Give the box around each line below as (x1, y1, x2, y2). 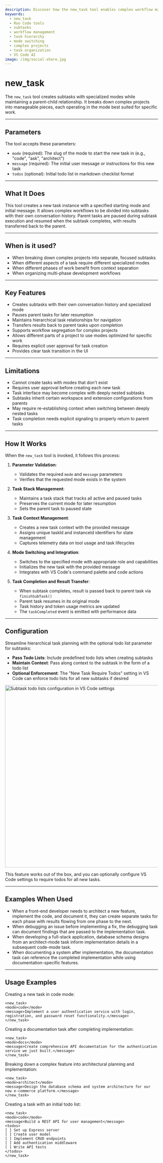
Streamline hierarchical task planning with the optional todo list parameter (5, 640, 153, 646)
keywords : (5, 12, 25, 17)
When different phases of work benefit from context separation (12, 265, 139, 271)
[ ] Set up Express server (5, 1128, 60, 1132)
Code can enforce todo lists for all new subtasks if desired (12, 675, 129, 681)
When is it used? (5, 242, 57, 250)
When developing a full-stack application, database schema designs (12, 934, 149, 939)
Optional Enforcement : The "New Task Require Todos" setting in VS (12, 670, 149, 676)
